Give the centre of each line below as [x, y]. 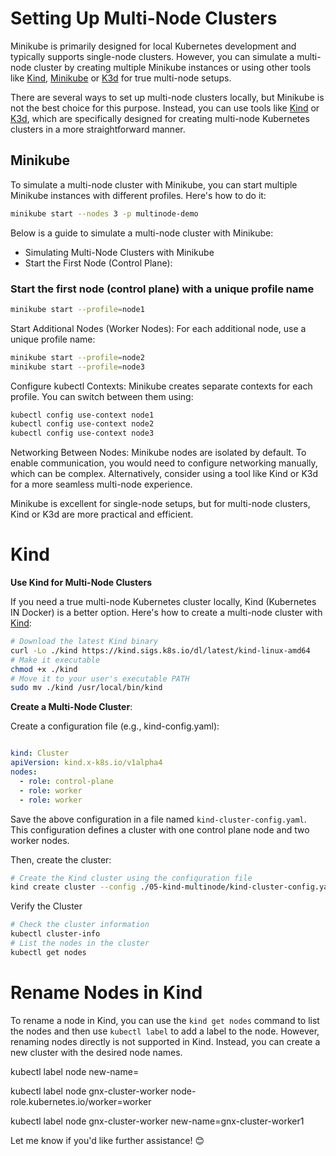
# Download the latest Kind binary [84, 642]
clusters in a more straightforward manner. [98, 129]
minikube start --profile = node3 [77, 367]
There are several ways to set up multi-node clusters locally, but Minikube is [167, 97]
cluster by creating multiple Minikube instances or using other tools [172, 67]
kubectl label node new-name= [75, 1071]
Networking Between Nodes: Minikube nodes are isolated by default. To [158, 453]
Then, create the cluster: [61, 859]
